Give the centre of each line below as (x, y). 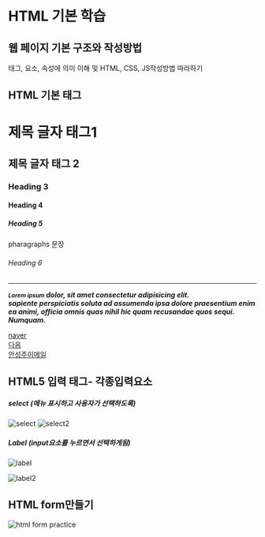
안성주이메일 (28, 354)
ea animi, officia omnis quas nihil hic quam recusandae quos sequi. (121, 311)
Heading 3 (28, 186)
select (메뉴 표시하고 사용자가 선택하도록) (72, 403)
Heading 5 (26, 224)
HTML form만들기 (51, 505)
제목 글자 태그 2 (44, 164)
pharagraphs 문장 (36, 244)
